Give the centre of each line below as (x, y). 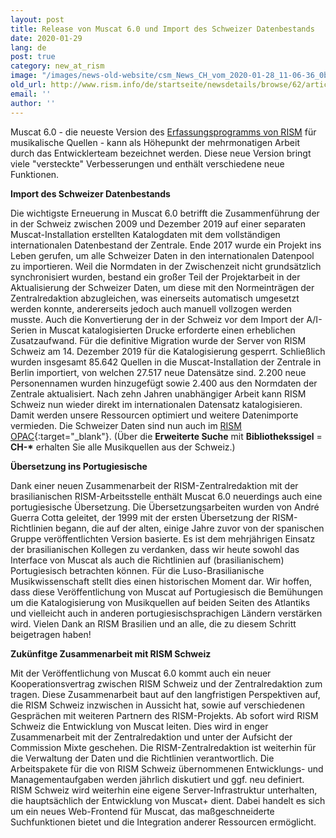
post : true (33, 57)
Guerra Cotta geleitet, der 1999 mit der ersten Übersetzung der (140, 517)
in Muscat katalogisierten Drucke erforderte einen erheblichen (167, 330)
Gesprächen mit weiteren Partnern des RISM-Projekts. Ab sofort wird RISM (164, 715)
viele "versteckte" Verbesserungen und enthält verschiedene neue (147, 163)
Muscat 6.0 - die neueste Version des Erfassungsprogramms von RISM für (163, 132)
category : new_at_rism (57, 66)
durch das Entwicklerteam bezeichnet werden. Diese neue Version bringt (161, 153)
